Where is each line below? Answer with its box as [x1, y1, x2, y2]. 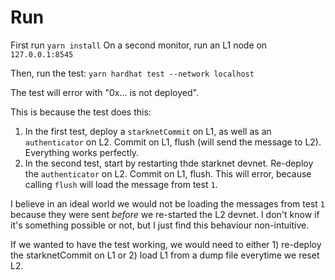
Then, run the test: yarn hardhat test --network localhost [10, 67, 255, 79]
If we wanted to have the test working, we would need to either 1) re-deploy [10, 238, 322, 250]
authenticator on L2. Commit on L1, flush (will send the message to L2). [24, 136, 322, 148]
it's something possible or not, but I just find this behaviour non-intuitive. [10, 219, 310, 231]
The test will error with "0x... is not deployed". [10, 86, 199, 98]
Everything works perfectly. [24, 146, 140, 158]
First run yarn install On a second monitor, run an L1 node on [10, 39, 268, 51]
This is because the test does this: [10, 106, 152, 118]
